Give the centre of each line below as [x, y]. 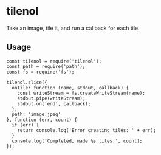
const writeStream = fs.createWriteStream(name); [81, 93]
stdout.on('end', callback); [54, 104]
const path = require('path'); [46, 66]
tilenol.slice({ [27, 82]
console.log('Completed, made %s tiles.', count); [77, 141]
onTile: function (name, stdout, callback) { [70, 88]
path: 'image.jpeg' [36, 114]
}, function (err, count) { [42, 120]
